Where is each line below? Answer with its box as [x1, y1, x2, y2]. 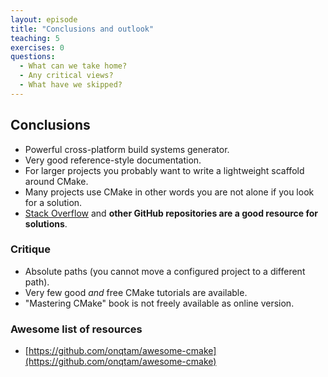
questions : [10, 52, 56, 62]
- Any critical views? [19, 71, 114, 81]
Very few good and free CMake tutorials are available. [24, 286, 248, 298]
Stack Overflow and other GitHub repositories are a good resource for [24, 207, 318, 219]
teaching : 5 [10, 33, 60, 43]
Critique [10, 242, 51, 256]
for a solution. [24, 196, 83, 208]
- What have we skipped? [19, 80, 123, 90]
